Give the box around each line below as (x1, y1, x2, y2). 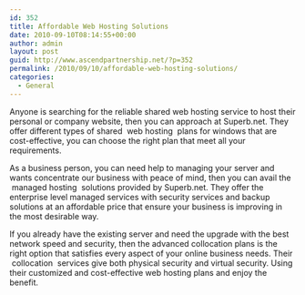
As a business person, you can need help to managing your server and (9, 162, 275, 173)
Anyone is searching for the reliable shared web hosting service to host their (9, 106, 296, 117)
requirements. (9, 145, 62, 156)
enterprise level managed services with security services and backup (9, 191, 270, 202)
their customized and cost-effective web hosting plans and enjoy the (9, 267, 268, 278)
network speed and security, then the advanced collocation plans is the (9, 238, 278, 249)
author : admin (9, 38, 64, 48)
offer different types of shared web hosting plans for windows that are (9, 125, 278, 137)
